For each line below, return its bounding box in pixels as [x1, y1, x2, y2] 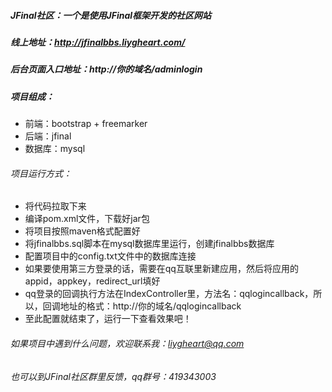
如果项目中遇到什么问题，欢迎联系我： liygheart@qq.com [10, 337, 245, 349]
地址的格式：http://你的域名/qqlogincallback [59, 300, 242, 312]
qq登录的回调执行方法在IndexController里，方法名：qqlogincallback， [24, 288, 314, 300]
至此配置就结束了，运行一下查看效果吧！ [24, 313, 192, 325]
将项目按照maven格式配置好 [24, 225, 141, 237]
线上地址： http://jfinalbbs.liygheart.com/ [10, 36, 186, 48]
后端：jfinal [24, 130, 72, 142]
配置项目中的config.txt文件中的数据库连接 [24, 250, 197, 262]
